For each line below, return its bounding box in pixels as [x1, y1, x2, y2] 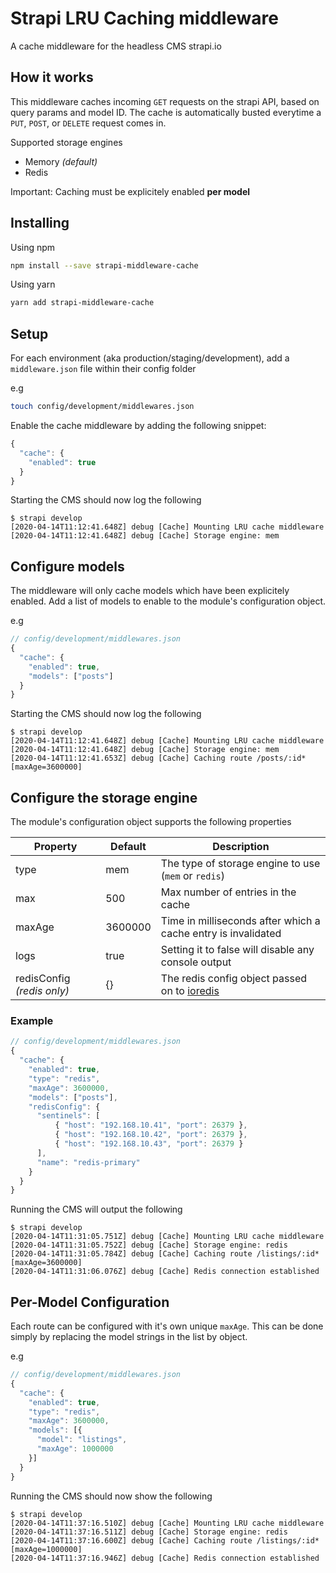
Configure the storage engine [10, 789, 198, 806]
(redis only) [15, 984, 70, 998]
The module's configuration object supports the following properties [10, 816, 292, 828]
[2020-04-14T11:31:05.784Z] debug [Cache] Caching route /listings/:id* [10, 1249, 320, 1259]
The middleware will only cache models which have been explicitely [10, 585, 290, 597]
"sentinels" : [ [36, 1111, 101, 1121]
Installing [10, 215, 70, 232]
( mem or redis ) [160, 869, 226, 883]
